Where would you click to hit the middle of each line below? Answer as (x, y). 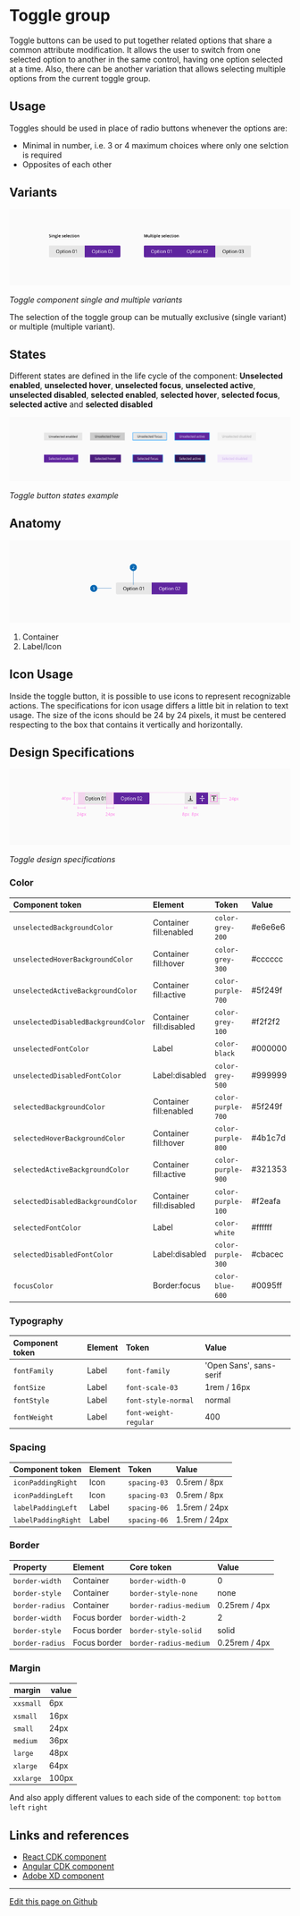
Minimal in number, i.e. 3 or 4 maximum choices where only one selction (155, 145)
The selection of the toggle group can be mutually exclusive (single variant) (148, 317)
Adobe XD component (63, 1876)
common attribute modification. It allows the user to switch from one (135, 49)
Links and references (69, 1835)
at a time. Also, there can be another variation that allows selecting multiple (147, 69)
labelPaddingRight (47, 1521)
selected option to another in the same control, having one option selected (146, 59)
